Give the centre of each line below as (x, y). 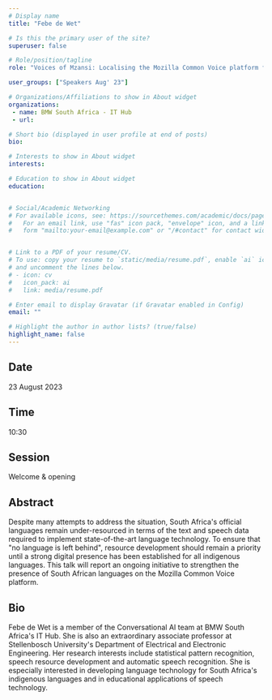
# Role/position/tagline (50, 60)
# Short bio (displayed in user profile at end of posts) (108, 135)
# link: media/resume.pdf (56, 290)
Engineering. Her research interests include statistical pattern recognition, (132, 653)
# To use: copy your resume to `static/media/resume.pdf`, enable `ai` (132, 260)
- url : (23, 120)
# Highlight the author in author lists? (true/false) (103, 327)
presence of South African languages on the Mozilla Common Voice (121, 573)
